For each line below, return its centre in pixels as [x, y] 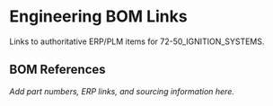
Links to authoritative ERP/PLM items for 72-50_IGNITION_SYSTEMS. [137, 41]
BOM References [57, 70]
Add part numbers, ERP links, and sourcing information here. [122, 91]
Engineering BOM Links [98, 17]
